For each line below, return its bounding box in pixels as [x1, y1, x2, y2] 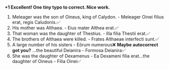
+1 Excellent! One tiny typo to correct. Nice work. [5, 4, 110, 10]
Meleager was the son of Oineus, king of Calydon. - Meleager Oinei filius [12, 14, 164, 19]
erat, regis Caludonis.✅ [12, 19, 61, 25]
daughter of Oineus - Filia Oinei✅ [12, 58, 81, 64]
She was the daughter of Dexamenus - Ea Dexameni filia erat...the [12, 53, 150, 59]
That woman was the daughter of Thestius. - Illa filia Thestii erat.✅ [12, 30, 151, 36]
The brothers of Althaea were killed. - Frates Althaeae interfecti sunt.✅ [12, 36, 160, 42]
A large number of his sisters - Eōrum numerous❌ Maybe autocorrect [12, 42, 158, 47]
